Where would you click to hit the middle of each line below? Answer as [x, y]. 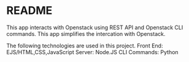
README [29, 11]
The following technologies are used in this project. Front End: [85, 46]
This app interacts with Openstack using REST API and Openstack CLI [95, 27]
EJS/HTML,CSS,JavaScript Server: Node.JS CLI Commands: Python [93, 52]
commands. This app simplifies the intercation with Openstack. [86, 33]
